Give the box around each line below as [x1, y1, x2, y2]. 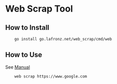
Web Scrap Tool [5, 3, 73, 15]
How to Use [5, 51, 43, 59]
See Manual [5, 64, 30, 70]
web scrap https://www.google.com [14, 74, 87, 79]
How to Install [5, 23, 50, 32]
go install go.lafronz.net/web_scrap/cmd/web [14, 36, 112, 41]
